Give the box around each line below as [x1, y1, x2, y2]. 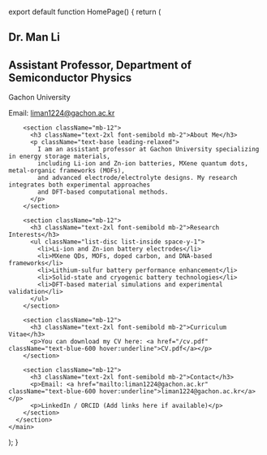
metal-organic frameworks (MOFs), [8, 167, 126, 175]
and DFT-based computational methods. [37, 188, 169, 196]
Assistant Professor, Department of [8, 58, 192, 72]
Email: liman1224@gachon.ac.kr [8, 108, 115, 118]
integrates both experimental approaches [8, 181, 151, 190]
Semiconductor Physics [8, 71, 132, 85]
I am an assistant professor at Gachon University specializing [37, 146, 260, 154]
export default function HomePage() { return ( [8, 7, 161, 16]
